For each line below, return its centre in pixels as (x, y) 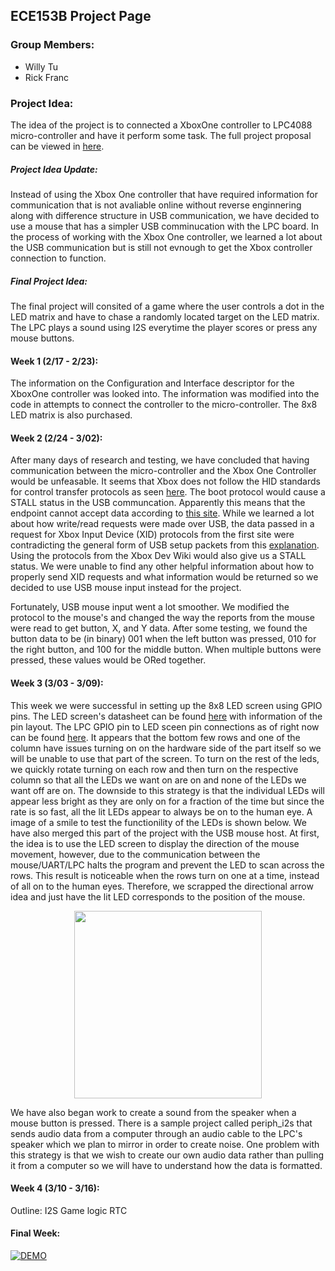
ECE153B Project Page (81, 16)
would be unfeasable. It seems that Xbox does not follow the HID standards (165, 481)
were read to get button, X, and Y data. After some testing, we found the (159, 628)
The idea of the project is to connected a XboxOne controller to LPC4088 (161, 125)
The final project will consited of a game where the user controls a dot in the (167, 306)
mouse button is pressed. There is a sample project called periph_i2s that (161, 1123)
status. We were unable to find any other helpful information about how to (162, 566)
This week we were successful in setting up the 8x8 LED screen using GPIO (166, 705)
